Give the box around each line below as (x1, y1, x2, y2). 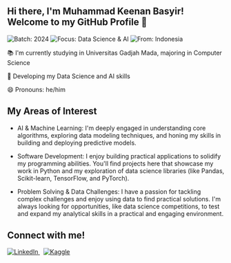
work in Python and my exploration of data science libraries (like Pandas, (17, 166, 225, 175)
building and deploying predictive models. (17, 138, 137, 147)
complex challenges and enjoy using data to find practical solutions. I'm (17, 194, 221, 203)
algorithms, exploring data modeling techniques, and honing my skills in (17, 131, 221, 139)
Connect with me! (7, 230, 86, 242)
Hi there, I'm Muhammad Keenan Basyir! (7, 6, 184, 17)
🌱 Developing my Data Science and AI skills (7, 72, 131, 80)
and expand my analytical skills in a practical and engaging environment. (17, 209, 224, 217)
